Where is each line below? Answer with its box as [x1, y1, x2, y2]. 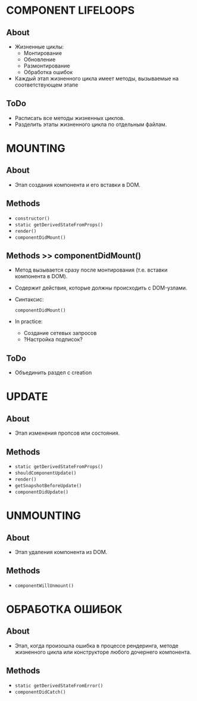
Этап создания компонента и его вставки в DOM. [14, 181, 141, 188]
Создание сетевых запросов [23, 330, 97, 337]
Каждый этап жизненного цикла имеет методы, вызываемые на [14, 75, 179, 82]
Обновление [23, 56, 56, 63]
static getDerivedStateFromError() [14, 682, 104, 688]
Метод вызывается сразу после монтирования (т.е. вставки [14, 266, 168, 273]
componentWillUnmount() [14, 583, 74, 589]
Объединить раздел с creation [14, 369, 92, 376]
